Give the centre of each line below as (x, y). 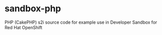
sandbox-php (33, 9)
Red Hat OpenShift (23, 27)
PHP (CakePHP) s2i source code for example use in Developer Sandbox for (81, 22)
